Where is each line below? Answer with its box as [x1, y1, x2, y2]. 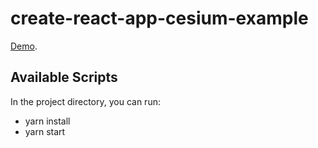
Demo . [10, 40, 38, 52]
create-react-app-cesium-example [10, 7, 309, 30]
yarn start [24, 125, 66, 137]
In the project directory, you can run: [10, 95, 161, 107]
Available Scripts [10, 69, 118, 86]
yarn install [24, 115, 71, 127]
